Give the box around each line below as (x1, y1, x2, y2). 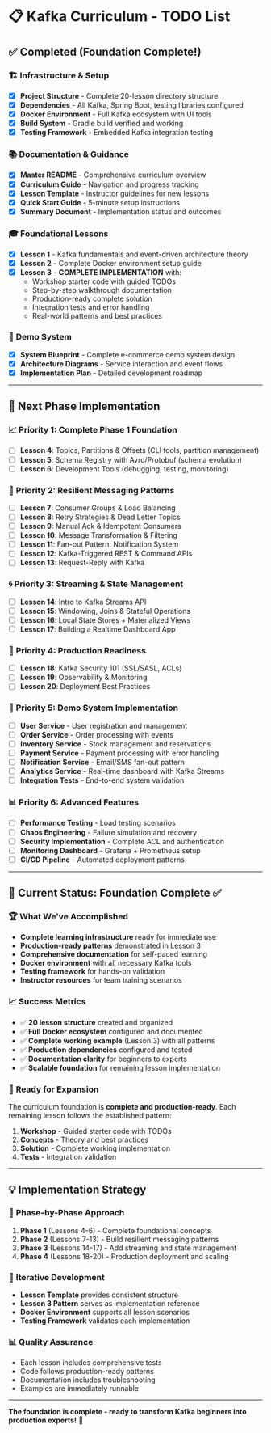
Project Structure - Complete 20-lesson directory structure (19, 91, 219, 100)
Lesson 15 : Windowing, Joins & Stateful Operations (19, 606, 191, 615)
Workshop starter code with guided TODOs (31, 277, 176, 286)
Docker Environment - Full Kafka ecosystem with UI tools (19, 109, 212, 119)
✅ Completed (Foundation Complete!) (8, 44, 202, 58)
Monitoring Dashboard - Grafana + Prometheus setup (19, 845, 201, 855)
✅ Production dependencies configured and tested (19, 1045, 193, 1055)
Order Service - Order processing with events (19, 729, 173, 739)
